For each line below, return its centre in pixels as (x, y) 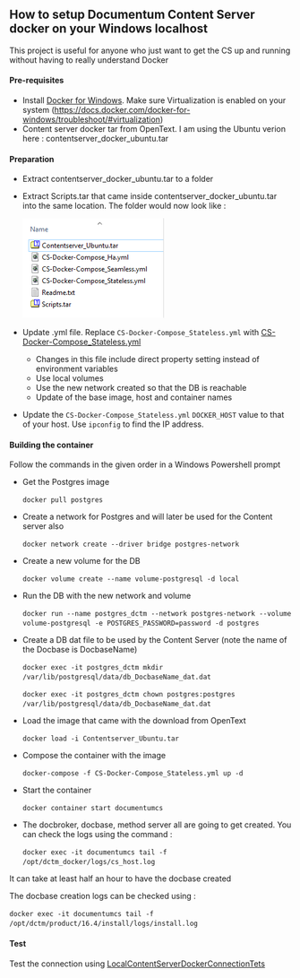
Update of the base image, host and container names (134, 397)
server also (43, 526)
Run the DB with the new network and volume (107, 596)
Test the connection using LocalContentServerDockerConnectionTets (137, 964)
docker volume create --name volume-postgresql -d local (131, 579)
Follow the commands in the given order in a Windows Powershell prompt (145, 464)
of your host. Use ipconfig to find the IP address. (113, 424)
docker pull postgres (62, 500)
